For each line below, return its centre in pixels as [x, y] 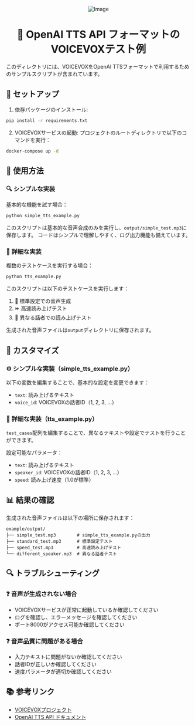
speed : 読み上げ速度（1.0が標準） [54, 480]
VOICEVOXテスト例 [98, 49]
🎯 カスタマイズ [33, 350]
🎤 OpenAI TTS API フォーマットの [98, 35]
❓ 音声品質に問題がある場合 [45, 641]
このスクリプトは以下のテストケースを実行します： [68, 289]
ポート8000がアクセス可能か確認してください [69, 624]
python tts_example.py [34, 277]
